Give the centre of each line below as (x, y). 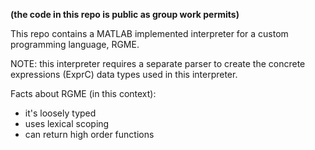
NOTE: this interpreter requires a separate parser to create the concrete (158, 63)
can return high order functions (89, 134)
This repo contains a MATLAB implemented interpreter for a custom (149, 33)
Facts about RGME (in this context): (83, 93)
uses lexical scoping (67, 123)
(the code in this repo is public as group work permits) (125, 14)
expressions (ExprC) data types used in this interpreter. (124, 74)
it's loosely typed (60, 113)
